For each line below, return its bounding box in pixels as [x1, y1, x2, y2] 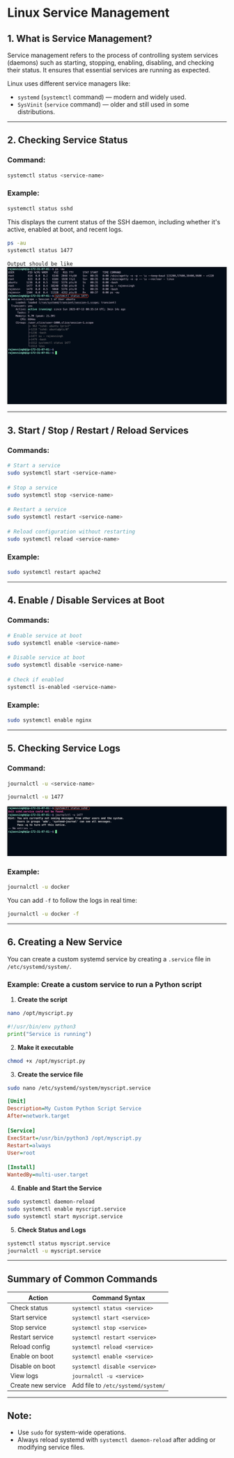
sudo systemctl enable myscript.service [7, 1205, 127, 1213]
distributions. [17, 108, 56, 116]
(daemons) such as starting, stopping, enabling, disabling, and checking [7, 59, 214, 67]
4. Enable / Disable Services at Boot [7, 594, 165, 607]
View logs [10, 1371, 38, 1380]
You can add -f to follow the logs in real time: [7, 897, 137, 905]
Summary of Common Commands [7, 1273, 158, 1285]
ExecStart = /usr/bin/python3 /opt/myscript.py [7, 1134, 141, 1142]
